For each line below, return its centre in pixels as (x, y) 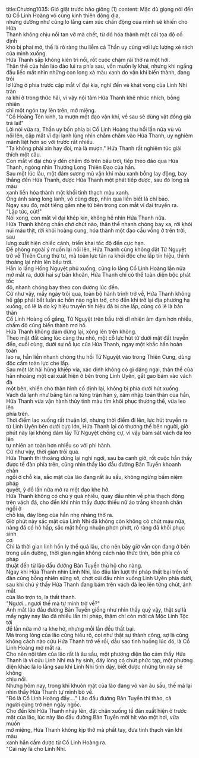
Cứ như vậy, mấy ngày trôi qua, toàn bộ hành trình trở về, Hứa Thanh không (99, 294)
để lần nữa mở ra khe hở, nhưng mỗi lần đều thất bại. (71, 629)
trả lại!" (15, 123)
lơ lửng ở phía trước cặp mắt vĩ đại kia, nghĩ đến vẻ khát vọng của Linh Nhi (97, 85)
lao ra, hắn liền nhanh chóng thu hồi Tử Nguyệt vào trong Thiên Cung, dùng (99, 357)
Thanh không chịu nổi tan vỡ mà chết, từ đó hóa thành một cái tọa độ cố (94, 35)
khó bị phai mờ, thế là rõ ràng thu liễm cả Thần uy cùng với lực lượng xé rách (100, 47)
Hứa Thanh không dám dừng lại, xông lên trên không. (71, 331)
